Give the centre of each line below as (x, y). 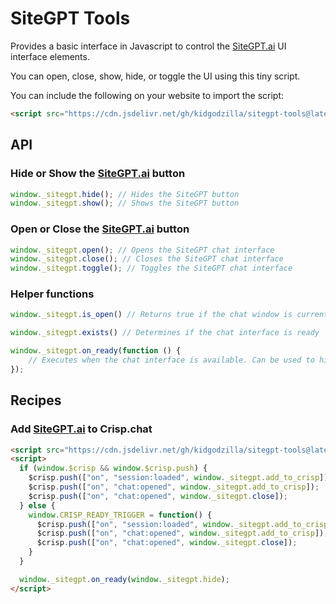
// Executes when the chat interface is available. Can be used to (171, 360)
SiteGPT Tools (70, 18)
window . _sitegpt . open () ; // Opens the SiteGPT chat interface (142, 250)
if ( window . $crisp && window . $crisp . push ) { (113, 468)
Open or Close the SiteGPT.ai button (100, 229)
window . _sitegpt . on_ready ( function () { (96, 351)
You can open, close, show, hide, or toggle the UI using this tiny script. (155, 76)
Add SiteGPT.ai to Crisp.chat (81, 429)
